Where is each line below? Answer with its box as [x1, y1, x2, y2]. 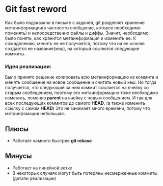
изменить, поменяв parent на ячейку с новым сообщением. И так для [5, 95, 153, 101]
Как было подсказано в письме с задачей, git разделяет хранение [5, 20, 145, 25]
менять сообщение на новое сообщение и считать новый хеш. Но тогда [5, 79, 157, 85]
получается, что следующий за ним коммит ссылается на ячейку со [5, 85, 149, 91]
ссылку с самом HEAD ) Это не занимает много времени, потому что [5, 105, 151, 111]
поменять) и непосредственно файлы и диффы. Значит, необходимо [5, 30, 149, 36]
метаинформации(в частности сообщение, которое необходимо [5, 24, 141, 30]
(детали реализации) [12, 175, 56, 181]
